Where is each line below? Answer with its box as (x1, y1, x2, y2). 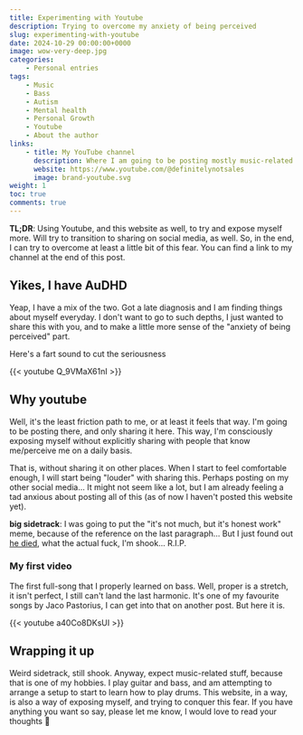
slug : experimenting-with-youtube (9, 30, 140, 39)
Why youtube (9, 392, 88, 408)
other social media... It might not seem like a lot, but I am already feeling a (9, 481, 284, 493)
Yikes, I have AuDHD (9, 278, 128, 294)
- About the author (25, 131, 99, 140)
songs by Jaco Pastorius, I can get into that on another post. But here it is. (9, 599, 286, 610)
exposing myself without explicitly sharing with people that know (9, 435, 251, 446)
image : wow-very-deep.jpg (9, 47, 107, 56)
